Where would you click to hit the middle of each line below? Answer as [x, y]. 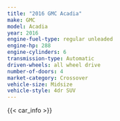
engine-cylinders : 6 [37, 53]
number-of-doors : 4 [35, 71]
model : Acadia [28, 26]
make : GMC [22, 20]
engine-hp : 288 [29, 46]
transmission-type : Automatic [51, 59]
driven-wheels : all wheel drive [54, 65]
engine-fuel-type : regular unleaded [60, 39]
